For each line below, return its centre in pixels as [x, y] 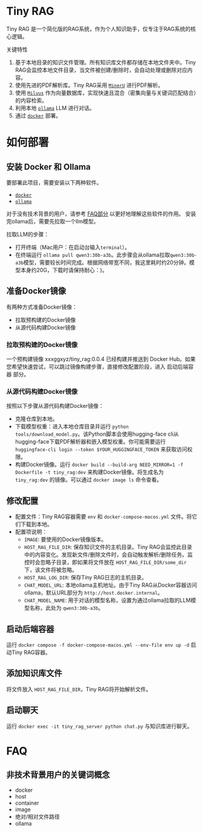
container [27, 803]
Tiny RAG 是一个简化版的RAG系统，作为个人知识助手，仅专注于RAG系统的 [98, 29]
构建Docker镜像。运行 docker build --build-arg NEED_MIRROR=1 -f [99, 464]
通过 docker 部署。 [38, 115]
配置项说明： [31, 532]
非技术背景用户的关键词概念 [58, 775]
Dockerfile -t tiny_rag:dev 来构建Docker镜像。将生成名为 [89, 472]
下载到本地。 [36, 524]
